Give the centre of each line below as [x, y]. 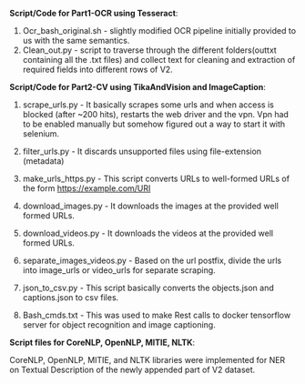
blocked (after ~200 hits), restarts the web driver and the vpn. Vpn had [156, 114]
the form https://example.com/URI [86, 188]
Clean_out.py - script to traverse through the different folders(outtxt [150, 50]
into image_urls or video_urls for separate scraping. [119, 270]
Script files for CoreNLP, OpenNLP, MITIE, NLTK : [102, 342]
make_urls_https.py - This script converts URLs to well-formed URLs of [156, 178]
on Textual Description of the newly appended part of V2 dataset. [132, 369]
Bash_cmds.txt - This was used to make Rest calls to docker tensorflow [157, 315]
